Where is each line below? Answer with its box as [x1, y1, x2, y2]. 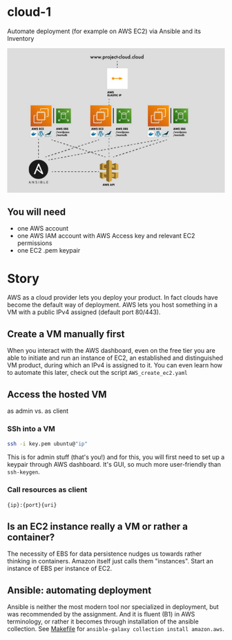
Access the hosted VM [7, 388, 107, 400]
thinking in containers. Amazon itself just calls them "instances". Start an [7, 557, 214, 565]
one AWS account [17, 224, 69, 233]
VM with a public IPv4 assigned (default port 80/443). [7, 308, 161, 316]
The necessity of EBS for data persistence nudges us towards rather [7, 550, 202, 558]
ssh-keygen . [7, 467, 40, 476]
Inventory [7, 34, 35, 42]
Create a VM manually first [7, 328, 125, 340]
